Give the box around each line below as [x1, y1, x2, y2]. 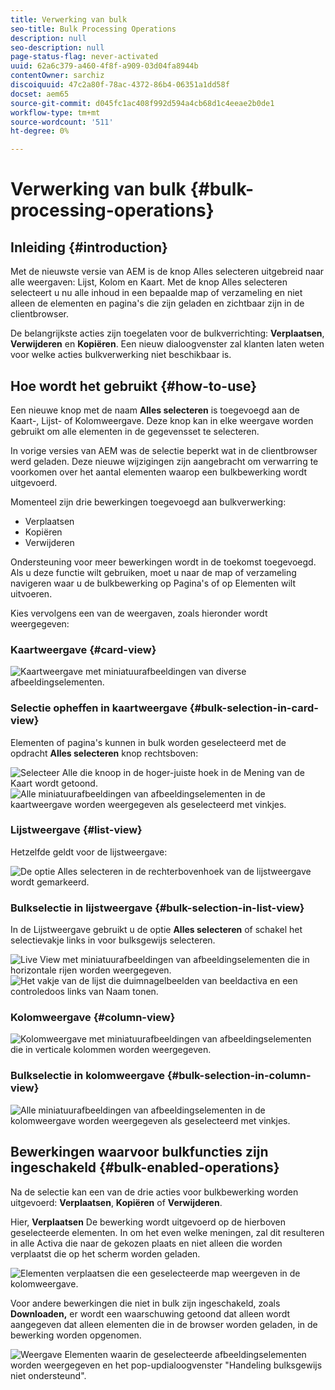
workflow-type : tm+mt [10, 107, 101, 118]
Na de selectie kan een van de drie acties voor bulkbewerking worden [10, 1186, 299, 1198]
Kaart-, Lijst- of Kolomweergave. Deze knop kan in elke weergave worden [10, 414, 314, 426]
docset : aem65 [10, 89, 70, 99]
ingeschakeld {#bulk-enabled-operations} [10, 1159, 280, 1176]
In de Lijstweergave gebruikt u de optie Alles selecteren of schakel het [10, 924, 303, 936]
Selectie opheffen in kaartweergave [10, 701, 188, 715]
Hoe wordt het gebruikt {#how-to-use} [10, 377, 258, 395]
